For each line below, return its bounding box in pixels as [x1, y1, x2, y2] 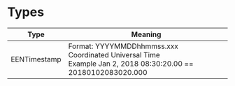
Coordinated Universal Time [68, 50, 161, 59]
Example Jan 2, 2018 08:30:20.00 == [68, 59, 194, 69]
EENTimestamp [10, 54, 62, 64]
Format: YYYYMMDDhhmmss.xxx [68, 41, 178, 51]
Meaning [131, 29, 162, 39]
